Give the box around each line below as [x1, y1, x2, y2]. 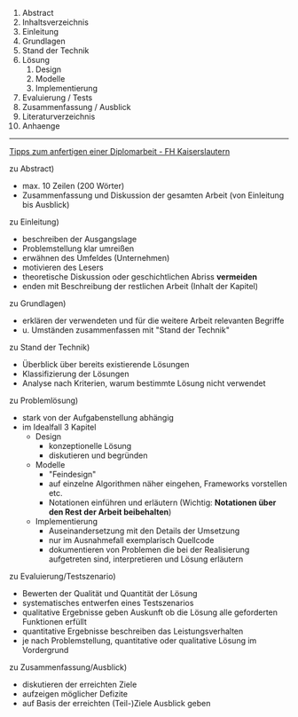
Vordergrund [21, 645, 69, 655]
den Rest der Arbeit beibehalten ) [48, 507, 172, 517]
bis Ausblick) [21, 200, 70, 209]
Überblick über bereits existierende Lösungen [21, 359, 190, 369]
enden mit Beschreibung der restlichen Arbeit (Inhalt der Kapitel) [21, 281, 259, 291]
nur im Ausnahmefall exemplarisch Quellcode [48, 535, 215, 545]
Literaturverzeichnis [21, 111, 96, 122]
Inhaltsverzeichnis [21, 17, 89, 28]
